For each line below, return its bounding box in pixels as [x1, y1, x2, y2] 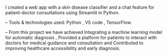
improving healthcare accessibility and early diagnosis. [5, 45, 120, 51]
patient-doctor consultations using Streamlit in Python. [5, 10, 120, 16]
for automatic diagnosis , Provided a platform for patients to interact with [5, 35, 157, 40]
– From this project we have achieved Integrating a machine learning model [5, 29, 162, 35]
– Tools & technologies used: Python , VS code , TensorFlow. [5, 20, 132, 25]
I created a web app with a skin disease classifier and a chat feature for [5, 5, 155, 10]
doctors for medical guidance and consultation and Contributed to [5, 40, 144, 46]
